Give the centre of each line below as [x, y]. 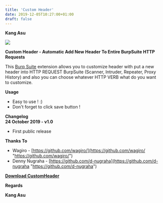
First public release [32, 131]
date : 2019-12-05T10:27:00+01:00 [40, 14]
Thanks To [16, 141]
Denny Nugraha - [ [31, 161]
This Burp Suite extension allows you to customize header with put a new [80, 67]
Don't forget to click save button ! [46, 107]
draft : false [19, 19]
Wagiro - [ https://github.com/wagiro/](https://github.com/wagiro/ [79, 151]
